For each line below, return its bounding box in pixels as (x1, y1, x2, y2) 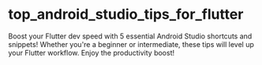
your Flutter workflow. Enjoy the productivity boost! (8, 48, 175, 57)
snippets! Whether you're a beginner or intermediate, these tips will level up (8, 39, 254, 49)
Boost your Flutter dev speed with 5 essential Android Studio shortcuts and (8, 31, 253, 41)
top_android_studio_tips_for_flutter (8, 5, 244, 23)
